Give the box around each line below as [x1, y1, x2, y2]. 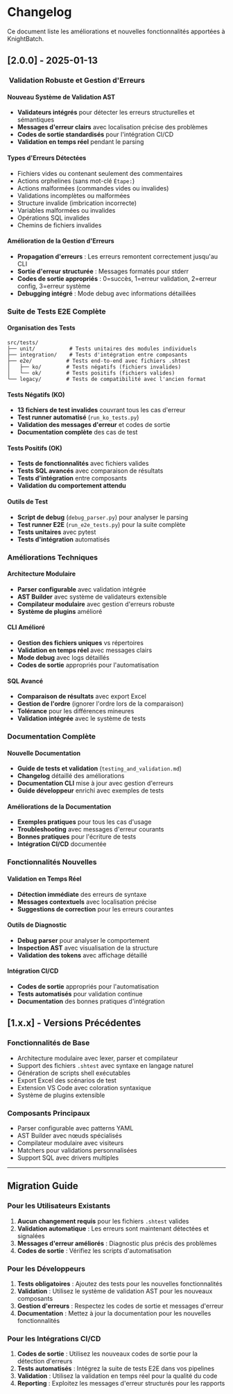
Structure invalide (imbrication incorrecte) [17, 199, 137, 207]
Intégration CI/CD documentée [17, 840, 107, 848]
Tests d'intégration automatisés [17, 535, 110, 543]
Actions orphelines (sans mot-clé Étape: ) [17, 177, 135, 185]
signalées [17, 1231, 45, 1240]
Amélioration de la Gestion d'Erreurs [7, 237, 114, 245]
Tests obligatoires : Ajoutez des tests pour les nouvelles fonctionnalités [17, 1279, 223, 1288]
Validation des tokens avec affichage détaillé [17, 950, 148, 959]
